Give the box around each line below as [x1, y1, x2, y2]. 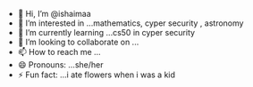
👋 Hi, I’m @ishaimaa [17, 9, 91, 19]
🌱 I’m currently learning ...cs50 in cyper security [17, 28, 195, 37]
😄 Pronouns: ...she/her [17, 59, 104, 70]
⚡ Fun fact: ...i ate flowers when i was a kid [17, 69, 176, 80]
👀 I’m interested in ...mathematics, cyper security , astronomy [17, 18, 244, 28]
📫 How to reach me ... [17, 47, 101, 57]
